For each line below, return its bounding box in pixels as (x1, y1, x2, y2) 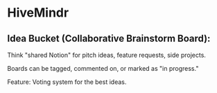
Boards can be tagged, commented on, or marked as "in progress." (7, 65, 199, 72)
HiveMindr (7, 5, 69, 21)
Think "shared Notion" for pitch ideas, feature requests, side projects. (7, 51, 207, 59)
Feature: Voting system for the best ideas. (7, 78, 127, 86)
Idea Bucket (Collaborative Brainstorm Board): (7, 33, 211, 44)
